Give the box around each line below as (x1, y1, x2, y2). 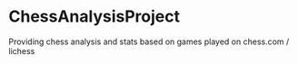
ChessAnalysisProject (8, 6, 181, 27)
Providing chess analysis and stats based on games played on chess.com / (8, 36, 290, 47)
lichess (8, 45, 35, 56)
